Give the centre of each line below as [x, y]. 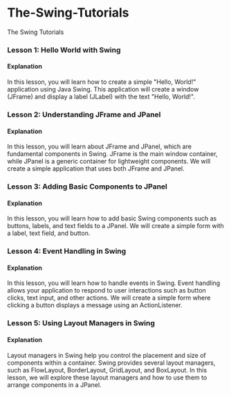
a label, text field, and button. [49, 233]
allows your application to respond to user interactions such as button [107, 291]
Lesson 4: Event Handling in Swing [67, 251]
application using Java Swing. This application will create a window [103, 89]
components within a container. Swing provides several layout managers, [111, 363]
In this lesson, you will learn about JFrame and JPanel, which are [100, 146]
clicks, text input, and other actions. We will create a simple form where [109, 298]
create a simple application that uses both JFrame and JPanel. [96, 169]
